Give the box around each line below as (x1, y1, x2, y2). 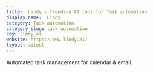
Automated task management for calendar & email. (6, 58, 133, 66)
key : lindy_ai (6, 31, 42, 37)
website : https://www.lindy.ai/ (6, 37, 88, 43)
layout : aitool (6, 43, 45, 49)
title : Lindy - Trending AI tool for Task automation (6, 8, 148, 15)
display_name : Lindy (6, 14, 61, 20)
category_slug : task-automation (6, 25, 88, 32)
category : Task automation (6, 20, 74, 26)
